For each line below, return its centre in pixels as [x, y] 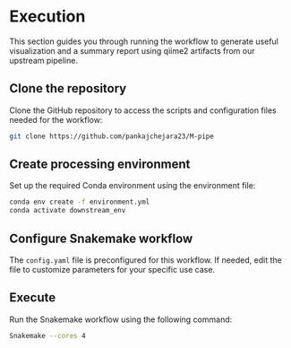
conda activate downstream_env [68, 211]
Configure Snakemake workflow [101, 238]
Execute [33, 298]
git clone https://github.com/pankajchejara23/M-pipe [112, 136]
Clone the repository [68, 88]
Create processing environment [100, 165]
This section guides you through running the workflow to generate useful [144, 41]
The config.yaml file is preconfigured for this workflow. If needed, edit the [145, 260]
